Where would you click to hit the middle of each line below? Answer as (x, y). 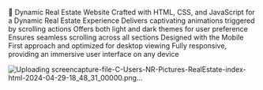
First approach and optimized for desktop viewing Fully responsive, (118, 46)
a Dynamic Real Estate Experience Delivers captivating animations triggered (131, 21)
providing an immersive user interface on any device (94, 54)
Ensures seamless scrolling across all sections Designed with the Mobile (126, 37)
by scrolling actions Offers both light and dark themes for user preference (128, 29)
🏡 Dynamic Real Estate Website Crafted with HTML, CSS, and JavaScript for (131, 12)
